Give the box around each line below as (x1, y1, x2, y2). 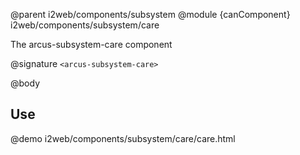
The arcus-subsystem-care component (10, 39, 173, 50)
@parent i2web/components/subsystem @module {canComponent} (10, 9, 291, 20)
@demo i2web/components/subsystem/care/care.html (10, 132, 236, 144)
